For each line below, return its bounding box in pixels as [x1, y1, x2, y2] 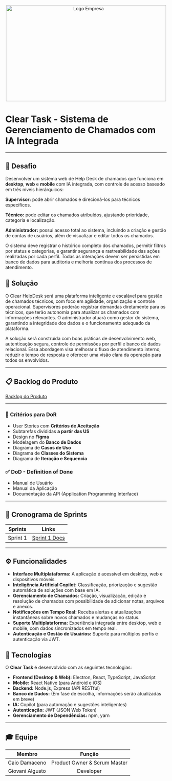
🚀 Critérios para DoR [5, 411, 57, 418]
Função [80, 751, 99, 758]
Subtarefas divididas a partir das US [12, 428, 90, 434]
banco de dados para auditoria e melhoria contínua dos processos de [5, 259, 152, 265]
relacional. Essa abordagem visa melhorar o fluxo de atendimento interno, [5, 346, 161, 352]
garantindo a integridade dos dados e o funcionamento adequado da [5, 320, 150, 326]
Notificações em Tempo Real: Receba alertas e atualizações [12, 609, 142, 615]
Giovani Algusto [8, 768, 46, 775]
